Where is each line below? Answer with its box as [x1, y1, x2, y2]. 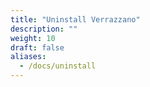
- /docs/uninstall [19, 61, 97, 71]
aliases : [10, 52, 47, 62]
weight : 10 [10, 33, 56, 43]
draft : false [10, 42, 65, 53]
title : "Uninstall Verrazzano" [10, 14, 141, 25]
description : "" [10, 24, 78, 34]
